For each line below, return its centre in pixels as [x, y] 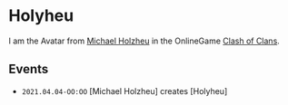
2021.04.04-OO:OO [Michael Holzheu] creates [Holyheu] [124, 91]
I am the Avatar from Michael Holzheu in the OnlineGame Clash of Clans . [144, 41]
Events [29, 69]
